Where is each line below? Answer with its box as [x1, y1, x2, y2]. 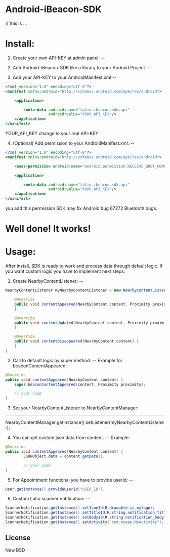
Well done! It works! [5, 223, 91, 235]
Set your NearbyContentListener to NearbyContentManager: [12, 405, 139, 411]
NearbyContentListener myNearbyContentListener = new [5, 288, 121, 293]
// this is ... [5, 20, 27, 26]
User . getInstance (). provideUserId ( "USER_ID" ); [5, 487, 105, 492]
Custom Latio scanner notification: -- [12, 496, 90, 502]
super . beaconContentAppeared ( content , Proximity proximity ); [14, 382, 146, 387]
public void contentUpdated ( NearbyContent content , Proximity [14, 320, 148, 325]
